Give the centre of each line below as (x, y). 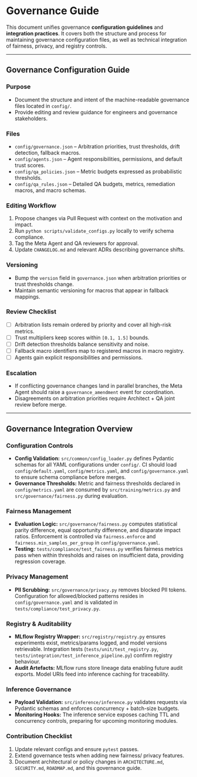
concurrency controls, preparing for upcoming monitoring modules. (96, 721)
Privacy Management (37, 577)
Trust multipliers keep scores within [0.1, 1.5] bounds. (82, 338)
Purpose (18, 87)
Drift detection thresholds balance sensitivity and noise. (82, 344)
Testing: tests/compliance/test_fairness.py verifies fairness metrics (99, 549)
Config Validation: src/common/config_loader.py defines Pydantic (94, 458)
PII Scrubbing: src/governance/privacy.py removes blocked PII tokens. (100, 590)
